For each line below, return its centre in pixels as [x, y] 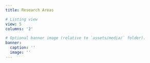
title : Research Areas [30, 10]
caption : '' [23, 48]
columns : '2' [19, 29]
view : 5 [14, 24]
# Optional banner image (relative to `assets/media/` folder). [76, 38]
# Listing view [22, 19]
